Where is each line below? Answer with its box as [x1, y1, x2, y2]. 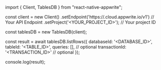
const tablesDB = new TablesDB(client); [5, 29, 87, 34]
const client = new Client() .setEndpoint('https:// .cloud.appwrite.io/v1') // [5, 14, 154, 19]
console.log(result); [5, 59, 45, 64]
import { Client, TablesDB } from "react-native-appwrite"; [5, 4, 122, 10]
